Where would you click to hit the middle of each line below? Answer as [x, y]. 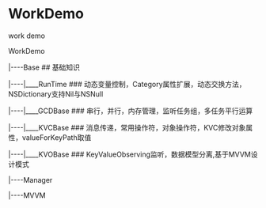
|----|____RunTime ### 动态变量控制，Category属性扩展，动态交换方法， [127, 84]
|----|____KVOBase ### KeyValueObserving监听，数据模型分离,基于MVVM [129, 154]
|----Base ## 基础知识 [44, 67]
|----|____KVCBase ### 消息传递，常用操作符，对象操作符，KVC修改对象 [127, 127]
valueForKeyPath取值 [57, 137]
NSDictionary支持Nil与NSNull [56, 94]
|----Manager [30, 180]
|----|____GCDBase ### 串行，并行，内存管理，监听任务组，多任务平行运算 [131, 111]
